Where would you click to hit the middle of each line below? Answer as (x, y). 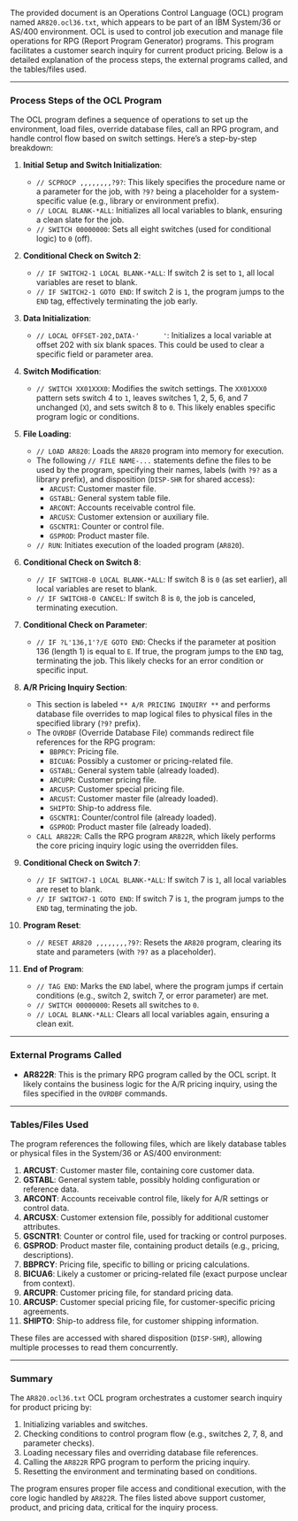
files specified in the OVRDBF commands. (95, 1093)
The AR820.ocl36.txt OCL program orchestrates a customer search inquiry (146, 1398)
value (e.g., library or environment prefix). (143, 201)
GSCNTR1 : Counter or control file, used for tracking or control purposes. (154, 1236)
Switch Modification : (62, 372)
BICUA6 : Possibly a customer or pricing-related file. (141, 761)
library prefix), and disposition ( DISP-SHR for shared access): (145, 479)
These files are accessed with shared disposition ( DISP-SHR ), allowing (136, 1338)
